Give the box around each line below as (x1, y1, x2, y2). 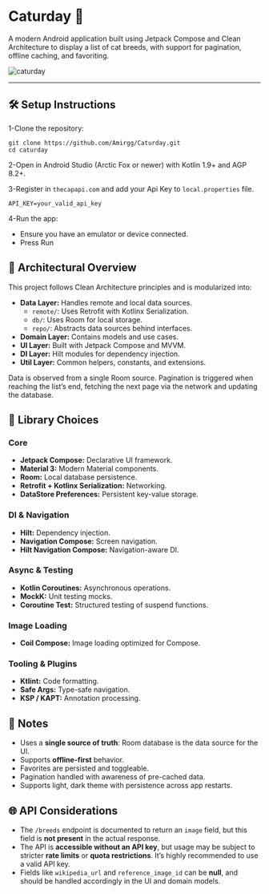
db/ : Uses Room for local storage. (31, 314, 143, 324)
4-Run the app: (8, 213, 58, 223)
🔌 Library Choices (8, 413, 99, 427)
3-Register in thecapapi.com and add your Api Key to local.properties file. (8, 184, 255, 193)
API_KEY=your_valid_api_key (8, 200, 102, 208)
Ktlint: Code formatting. (19, 677, 99, 686)
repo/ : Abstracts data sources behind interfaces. (31, 323, 193, 333)
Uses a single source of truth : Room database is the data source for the (19, 738, 259, 748)
